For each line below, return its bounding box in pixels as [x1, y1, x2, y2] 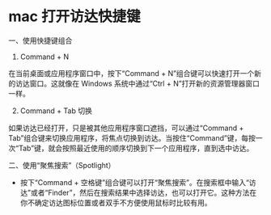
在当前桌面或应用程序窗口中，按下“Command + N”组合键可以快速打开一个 [8, 68, 255, 78]
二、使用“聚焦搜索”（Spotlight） [8, 160, 116, 170]
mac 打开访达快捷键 [8, 7, 141, 26]
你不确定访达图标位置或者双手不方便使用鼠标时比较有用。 [19, 197, 212, 207]
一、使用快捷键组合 [8, 36, 73, 45]
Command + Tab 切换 [19, 106, 93, 116]
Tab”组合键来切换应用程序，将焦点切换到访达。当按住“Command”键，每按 [8, 133, 256, 142]
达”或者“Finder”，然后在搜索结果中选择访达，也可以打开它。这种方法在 [19, 188, 257, 197]
